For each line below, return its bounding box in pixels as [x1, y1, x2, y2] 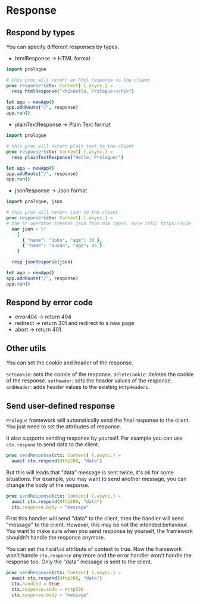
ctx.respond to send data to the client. [6, 441, 100, 448]
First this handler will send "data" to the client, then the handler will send [6, 515, 185, 522]
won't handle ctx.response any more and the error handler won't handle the [6, 552, 192, 559]
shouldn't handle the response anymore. [6, 534, 105, 541]
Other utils [6, 343, 46, 353]
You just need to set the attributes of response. [6, 423, 122, 430]
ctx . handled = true [11, 581, 60, 587]
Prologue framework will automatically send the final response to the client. [6, 416, 190, 424]
